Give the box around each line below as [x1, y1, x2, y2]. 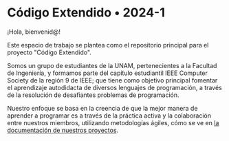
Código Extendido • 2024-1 [7, 5, 165, 21]
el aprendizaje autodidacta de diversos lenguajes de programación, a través [7, 83, 222, 91]
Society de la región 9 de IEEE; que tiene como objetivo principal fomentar [7, 76, 218, 84]
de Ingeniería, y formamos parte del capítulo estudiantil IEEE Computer [7, 69, 208, 77]
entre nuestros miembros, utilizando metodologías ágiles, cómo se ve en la [7, 118, 219, 127]
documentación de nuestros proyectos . [7, 126, 119, 134]
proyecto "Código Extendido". [7, 48, 91, 56]
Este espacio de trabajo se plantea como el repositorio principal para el [7, 41, 209, 49]
